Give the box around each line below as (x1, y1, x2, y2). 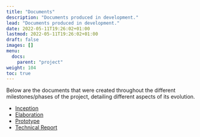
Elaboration (14, 111, 44, 118)
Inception (14, 105, 39, 112)
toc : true (6, 70, 31, 76)
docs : (11, 53, 26, 59)
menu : (6, 48, 20, 54)
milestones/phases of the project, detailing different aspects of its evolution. (6, 93, 195, 100)
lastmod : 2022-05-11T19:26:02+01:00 (6, 31, 98, 37)
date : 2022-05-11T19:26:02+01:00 (6, 25, 90, 32)
